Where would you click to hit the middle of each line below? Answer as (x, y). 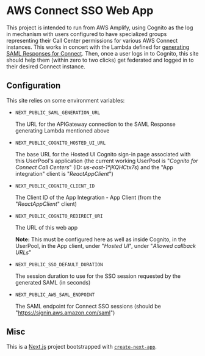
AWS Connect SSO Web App (80, 11)
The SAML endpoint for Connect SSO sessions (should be (88, 306)
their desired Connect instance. (46, 66)
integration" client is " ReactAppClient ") (64, 173)
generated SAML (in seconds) (53, 282)
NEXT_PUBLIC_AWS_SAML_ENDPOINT (55, 295)
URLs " (23, 252)
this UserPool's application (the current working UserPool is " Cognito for (106, 161)
